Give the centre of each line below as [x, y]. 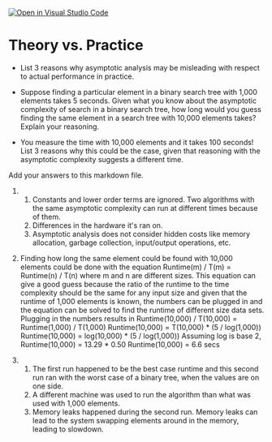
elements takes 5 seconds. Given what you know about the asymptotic [138, 101]
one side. [47, 386]
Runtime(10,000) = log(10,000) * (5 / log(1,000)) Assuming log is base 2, [140, 336]
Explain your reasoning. [60, 127]
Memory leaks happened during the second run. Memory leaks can [145, 412]
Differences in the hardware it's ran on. [97, 225]
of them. [46, 217]
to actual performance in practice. [77, 76]
